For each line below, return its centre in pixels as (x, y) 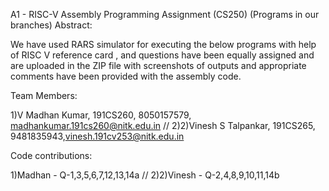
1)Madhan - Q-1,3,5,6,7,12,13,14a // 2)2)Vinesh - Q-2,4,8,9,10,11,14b (145, 175)
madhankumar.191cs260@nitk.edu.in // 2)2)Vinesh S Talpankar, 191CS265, (163, 125)
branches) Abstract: (51, 25)
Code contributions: (51, 155)
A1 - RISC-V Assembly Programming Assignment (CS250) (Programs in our (165, 14)
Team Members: (44, 95)
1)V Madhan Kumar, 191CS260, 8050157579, (101, 115)
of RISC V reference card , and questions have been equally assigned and (162, 55)
